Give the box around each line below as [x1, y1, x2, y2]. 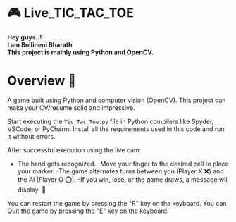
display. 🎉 [17, 185, 46, 194]
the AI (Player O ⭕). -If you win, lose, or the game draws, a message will [17, 175, 229, 183]
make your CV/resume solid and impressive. [7, 103, 135, 112]
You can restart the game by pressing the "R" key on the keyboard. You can [7, 199, 227, 207]
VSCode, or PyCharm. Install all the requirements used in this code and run [7, 124, 225, 133]
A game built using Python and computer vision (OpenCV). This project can [7, 96, 226, 104]
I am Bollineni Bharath [7, 40, 73, 49]
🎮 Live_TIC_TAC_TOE [7, 5, 134, 21]
